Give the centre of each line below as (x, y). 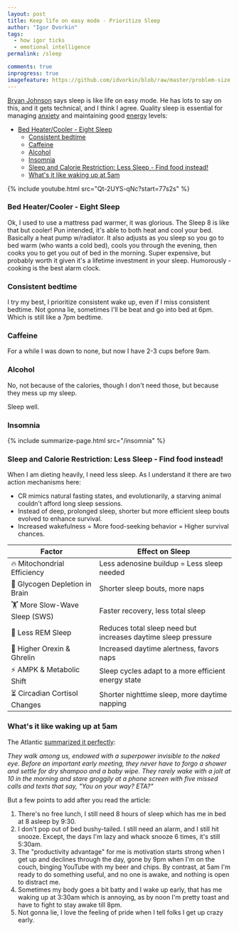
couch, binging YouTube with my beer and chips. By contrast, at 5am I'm (124, 867)
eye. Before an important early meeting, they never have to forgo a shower (117, 763)
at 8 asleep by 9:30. (47, 821)
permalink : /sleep (34, 54)
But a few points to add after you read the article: (79, 800)
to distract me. (39, 882)
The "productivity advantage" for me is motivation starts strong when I (121, 851)
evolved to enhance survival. (60, 519)
